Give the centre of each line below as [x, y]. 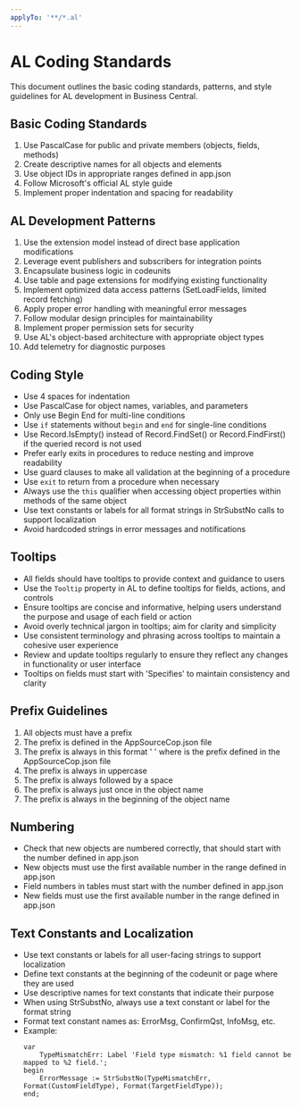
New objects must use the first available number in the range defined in [154, 868]
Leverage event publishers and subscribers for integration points [142, 262]
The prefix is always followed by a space [98, 780]
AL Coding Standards [91, 61]
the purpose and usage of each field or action [108, 616]
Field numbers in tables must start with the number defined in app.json [153, 886]
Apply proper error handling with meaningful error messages [135, 309]
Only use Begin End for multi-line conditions [104, 415]
